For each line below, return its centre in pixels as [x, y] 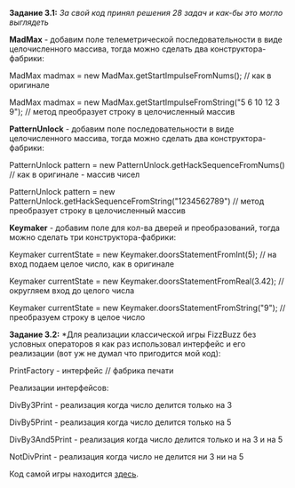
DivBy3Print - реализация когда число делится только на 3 [121, 405]
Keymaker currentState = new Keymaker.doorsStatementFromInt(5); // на [143, 254]
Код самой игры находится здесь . [74, 474]
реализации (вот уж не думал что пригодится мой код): [115, 353]
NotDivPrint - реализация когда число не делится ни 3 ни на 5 [127, 456]
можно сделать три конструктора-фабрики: [93, 237]
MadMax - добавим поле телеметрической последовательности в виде [146, 40]
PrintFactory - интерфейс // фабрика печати [92, 371]
